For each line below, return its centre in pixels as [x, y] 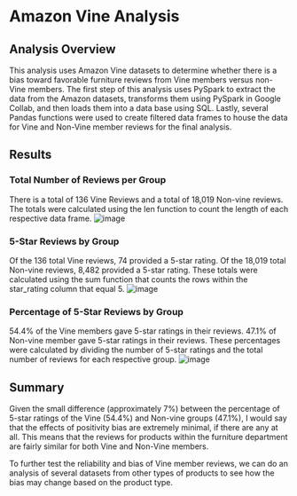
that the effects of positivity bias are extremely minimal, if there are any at [144, 428]
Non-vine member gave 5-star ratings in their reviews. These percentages [145, 341]
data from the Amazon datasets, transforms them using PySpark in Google [145, 98]
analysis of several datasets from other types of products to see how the [142, 473]
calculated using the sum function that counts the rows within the [129, 279]
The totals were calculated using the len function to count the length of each [149, 209]
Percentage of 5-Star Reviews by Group [97, 311]
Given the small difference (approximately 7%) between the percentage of [145, 409]
